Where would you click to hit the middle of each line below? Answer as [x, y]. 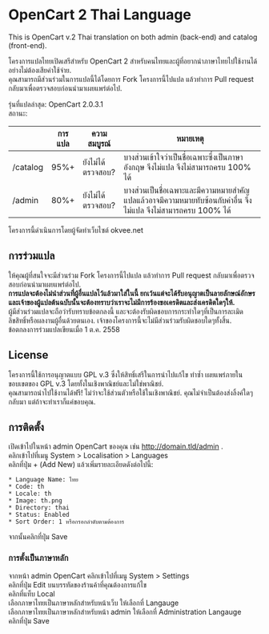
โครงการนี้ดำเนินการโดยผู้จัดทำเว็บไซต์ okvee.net [76, 230]
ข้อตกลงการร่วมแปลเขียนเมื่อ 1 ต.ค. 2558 [64, 329]
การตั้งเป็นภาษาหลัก [38, 558]
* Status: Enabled [39, 515]
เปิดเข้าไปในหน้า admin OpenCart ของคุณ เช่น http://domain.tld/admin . [116, 446]
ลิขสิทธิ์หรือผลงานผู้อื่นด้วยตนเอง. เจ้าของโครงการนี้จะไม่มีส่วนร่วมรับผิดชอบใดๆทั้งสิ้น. [120, 320]
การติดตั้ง [26, 427]
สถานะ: [18, 113]
